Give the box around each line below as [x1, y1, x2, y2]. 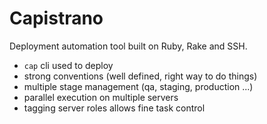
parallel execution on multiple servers [23, 91, 179, 103]
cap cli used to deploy [23, 59, 114, 71]
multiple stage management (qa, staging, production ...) [23, 80, 254, 92]
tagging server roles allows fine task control [23, 102, 206, 114]
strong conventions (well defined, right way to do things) [23, 70, 258, 82]
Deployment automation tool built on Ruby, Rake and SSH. [9, 40, 248, 52]
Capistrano [9, 7, 104, 30]
